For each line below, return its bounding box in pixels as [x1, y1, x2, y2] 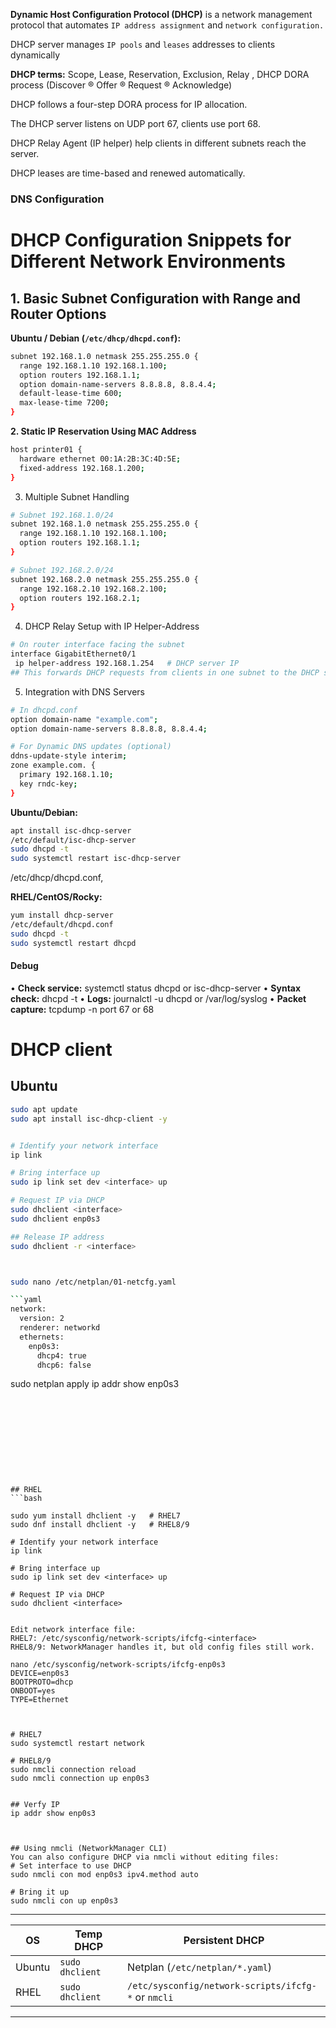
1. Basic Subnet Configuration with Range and [10, 290, 301, 307]
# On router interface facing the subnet [10, 640, 186, 650]
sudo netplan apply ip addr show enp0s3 [10, 1378, 180, 1390]
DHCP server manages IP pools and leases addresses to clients [10, 39, 276, 50]
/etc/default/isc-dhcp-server [10, 835, 137, 845]
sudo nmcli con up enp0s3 [10, 1896, 118, 1906]
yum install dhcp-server [10, 910, 114, 921]
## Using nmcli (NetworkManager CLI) [10, 1844, 168, 1854]
